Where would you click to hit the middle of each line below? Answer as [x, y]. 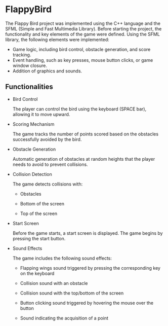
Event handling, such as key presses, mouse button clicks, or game [83, 60]
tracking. [22, 55]
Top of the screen [38, 213]
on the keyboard [37, 273]
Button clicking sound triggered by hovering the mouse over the [87, 303]
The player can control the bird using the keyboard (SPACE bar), [79, 109]
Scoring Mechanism [33, 124]
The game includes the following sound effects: [62, 258]
